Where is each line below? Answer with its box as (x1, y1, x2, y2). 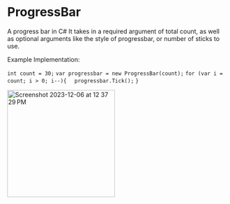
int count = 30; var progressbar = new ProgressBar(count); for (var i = (7, 70, 223, 77)
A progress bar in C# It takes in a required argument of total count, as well (7, 27, 220, 35)
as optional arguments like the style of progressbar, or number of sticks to (7, 34, 220, 42)
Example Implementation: (7, 55, 80, 63)
